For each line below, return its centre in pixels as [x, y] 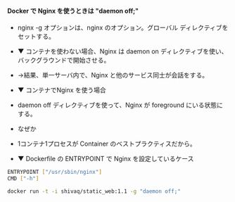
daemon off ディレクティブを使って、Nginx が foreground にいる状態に [120, 105]
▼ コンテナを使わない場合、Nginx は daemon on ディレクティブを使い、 [122, 51]
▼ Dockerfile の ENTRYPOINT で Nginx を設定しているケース [106, 159]
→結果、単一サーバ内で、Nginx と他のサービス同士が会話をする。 [113, 75]
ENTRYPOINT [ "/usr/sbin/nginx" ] [55, 172]
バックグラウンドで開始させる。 [64, 61]
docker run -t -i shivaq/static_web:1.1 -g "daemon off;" [94, 191]
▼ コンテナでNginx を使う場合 [62, 90]
